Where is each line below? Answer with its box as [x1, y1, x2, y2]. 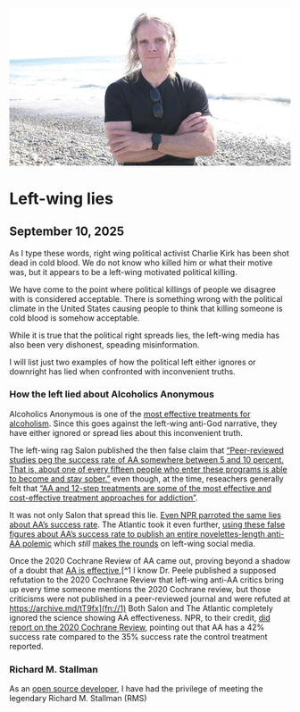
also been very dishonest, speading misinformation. [9, 339, 200, 350]
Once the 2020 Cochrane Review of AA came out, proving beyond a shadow [9, 555, 291, 565]
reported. [9, 641, 44, 651]
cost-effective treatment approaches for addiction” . [9, 492, 198, 503]
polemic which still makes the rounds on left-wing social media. [21, 538, 256, 549]
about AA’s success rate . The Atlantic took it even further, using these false [9, 519, 286, 530]
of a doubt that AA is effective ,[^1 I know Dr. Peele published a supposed [9, 565, 277, 575]
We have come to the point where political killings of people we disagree [9, 284, 277, 295]
